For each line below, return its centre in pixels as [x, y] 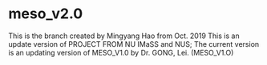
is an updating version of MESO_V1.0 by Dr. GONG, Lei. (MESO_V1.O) [121, 52]
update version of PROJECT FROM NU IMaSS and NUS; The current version [134, 44]
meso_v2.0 [46, 14]
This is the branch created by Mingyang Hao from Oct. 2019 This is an [124, 36]
